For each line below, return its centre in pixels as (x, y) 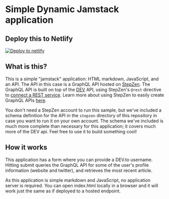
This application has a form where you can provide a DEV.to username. (79, 160)
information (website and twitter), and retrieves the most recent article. (79, 170)
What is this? (26, 67)
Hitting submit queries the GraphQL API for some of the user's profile (77, 165)
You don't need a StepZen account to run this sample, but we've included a (83, 110)
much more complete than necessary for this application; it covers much (81, 126)
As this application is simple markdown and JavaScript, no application (78, 180)
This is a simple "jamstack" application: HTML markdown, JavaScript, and (82, 79)
